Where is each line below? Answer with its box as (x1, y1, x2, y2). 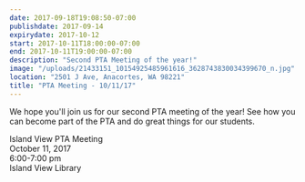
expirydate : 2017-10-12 (9, 30, 100, 39)
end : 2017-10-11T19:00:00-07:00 (9, 47, 132, 56)
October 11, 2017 (9, 143, 71, 154)
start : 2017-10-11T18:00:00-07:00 (9, 38, 141, 48)
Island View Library (9, 162, 82, 173)
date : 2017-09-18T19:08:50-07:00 (9, 13, 137, 23)
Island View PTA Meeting (9, 133, 103, 144)
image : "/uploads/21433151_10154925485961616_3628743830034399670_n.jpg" (9, 65, 296, 74)
